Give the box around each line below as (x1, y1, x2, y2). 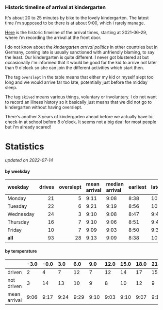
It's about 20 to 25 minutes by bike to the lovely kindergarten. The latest (5, 15, 149, 21)
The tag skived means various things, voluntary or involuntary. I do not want (5, 94, 157, 100)
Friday (7, 227, 22, 234)
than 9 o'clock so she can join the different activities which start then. (5, 65, 144, 71)
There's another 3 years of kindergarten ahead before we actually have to (5, 114, 153, 120)
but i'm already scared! (5, 124, 51, 130)
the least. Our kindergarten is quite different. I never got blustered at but (5, 55, 149, 60)
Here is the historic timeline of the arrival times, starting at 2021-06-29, (5, 30, 147, 36)
